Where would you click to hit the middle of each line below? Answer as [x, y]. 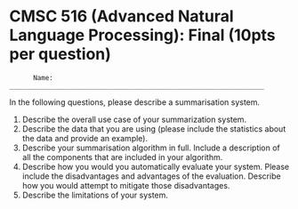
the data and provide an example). [85, 138]
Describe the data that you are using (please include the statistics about [154, 129]
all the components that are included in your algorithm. [122, 157]
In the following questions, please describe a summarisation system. [135, 102]
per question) [60, 54]
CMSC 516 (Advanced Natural [121, 16]
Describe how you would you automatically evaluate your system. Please [156, 166]
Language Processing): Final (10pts [142, 35]
